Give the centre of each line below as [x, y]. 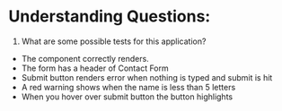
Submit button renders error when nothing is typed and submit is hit [147, 77]
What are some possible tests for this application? [114, 41]
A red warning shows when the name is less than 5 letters [128, 87]
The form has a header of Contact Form [95, 68]
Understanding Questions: [110, 17]
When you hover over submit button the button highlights [127, 97]
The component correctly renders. [85, 58]
